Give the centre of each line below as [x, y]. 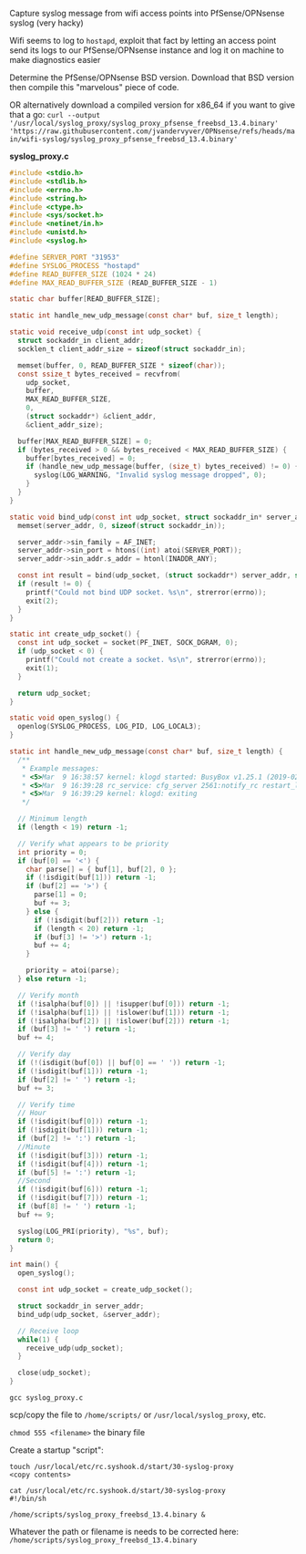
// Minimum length [53, 819]
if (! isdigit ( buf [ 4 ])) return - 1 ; [83, 1164]
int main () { [34, 1265]
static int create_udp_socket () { [75, 634]
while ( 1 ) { [38, 1340]
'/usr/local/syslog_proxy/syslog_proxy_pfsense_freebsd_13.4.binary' [144, 123]
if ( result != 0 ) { [55, 584]
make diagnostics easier [55, 60]
